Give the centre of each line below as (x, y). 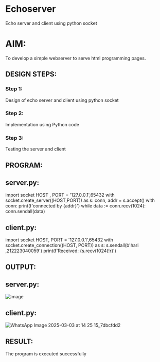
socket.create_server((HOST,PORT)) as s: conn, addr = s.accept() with (80, 200)
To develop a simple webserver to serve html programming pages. (76, 58)
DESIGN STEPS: (31, 74)
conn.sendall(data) (25, 212)
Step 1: (14, 89)
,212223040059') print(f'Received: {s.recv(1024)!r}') (61, 251)
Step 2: (15, 113)
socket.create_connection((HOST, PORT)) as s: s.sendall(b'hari (72, 245)
